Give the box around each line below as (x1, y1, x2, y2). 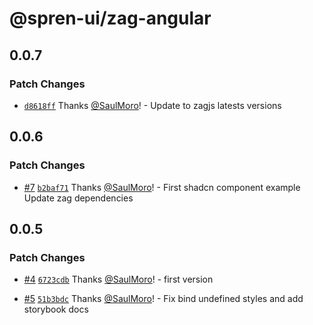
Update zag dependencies (23, 192, 134, 204)
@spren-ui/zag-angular (9, 7, 212, 30)
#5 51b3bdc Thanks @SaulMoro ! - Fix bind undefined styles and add (23, 293, 304, 305)
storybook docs (23, 303, 89, 316)
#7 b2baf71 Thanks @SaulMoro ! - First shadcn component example (23, 181, 301, 193)
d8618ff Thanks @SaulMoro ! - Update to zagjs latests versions (23, 99, 282, 111)
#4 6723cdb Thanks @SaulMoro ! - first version (23, 273, 214, 286)
